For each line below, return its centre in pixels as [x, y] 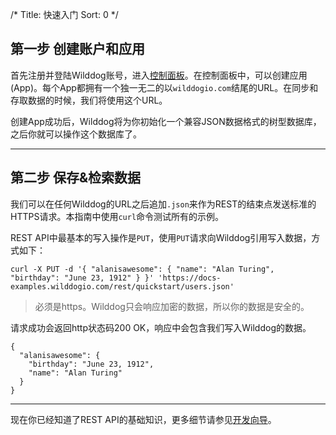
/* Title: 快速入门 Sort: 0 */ [64, 14]
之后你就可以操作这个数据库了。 [76, 134]
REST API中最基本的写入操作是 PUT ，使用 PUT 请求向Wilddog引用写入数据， [161, 237]
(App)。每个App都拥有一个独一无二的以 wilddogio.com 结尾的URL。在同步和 [164, 87]
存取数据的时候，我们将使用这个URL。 [89, 100]
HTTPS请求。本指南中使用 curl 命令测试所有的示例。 [117, 216]
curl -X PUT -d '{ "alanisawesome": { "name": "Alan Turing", [142, 269]
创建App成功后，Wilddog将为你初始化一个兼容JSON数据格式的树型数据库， [166, 121]
